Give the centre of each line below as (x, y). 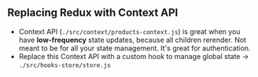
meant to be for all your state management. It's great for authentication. (135, 48)
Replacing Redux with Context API (93, 13)
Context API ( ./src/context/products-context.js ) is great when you (129, 31)
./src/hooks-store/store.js (64, 65)
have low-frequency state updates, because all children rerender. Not (133, 40)
